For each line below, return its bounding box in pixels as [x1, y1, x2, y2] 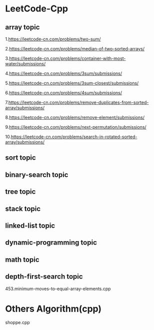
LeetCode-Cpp [5, 3, 68, 14]
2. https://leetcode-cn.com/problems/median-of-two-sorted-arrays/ [5, 46, 145, 51]
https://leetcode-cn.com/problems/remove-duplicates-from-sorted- [8, 99, 149, 105]
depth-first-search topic [5, 273, 83, 281]
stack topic [5, 204, 41, 213]
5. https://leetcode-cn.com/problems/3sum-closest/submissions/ [5, 80, 139, 86]
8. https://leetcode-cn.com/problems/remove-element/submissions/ [5, 114, 145, 120]
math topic [5, 255, 39, 264]
